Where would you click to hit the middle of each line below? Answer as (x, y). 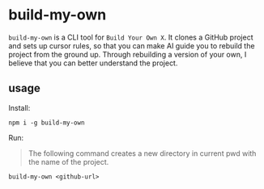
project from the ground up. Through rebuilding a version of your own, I (128, 54)
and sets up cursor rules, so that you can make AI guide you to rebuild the (132, 45)
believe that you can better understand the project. (93, 63)
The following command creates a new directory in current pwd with (142, 153)
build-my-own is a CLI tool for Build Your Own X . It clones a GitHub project (131, 37)
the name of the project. (68, 162)
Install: (19, 107)
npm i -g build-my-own (47, 123)
